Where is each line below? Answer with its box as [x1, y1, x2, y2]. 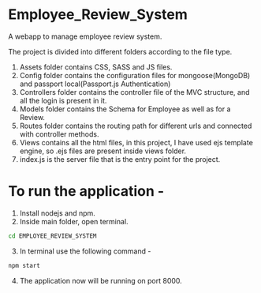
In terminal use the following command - [19, 246, 151, 256]
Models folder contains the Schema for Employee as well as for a [19, 104, 231, 114]
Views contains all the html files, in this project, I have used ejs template [19, 137, 254, 147]
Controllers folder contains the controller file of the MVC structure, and [19, 87, 250, 96]
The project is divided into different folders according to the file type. [8, 47, 233, 56]
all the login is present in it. [19, 96, 107, 105]
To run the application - [8, 182, 165, 201]
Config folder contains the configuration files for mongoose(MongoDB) [19, 70, 251, 80]
